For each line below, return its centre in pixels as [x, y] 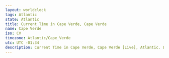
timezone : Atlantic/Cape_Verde [38, 38]
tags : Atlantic [21, 15]
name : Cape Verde [23, 29]
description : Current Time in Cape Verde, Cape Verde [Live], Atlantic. [83, 47]
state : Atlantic [22, 19]
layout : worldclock [26, 10]
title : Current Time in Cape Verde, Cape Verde [56, 24]
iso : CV [13, 33]
